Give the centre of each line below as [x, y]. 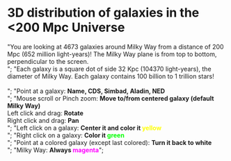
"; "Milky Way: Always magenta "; [56, 150]
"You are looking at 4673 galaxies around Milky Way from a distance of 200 [115, 46]
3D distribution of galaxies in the [103, 13]
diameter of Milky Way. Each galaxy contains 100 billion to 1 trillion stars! [111, 76]
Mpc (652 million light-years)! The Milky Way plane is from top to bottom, [112, 54]
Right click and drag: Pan [43, 120]
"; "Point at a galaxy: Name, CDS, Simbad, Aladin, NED [86, 91]
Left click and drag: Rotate [45, 113]
